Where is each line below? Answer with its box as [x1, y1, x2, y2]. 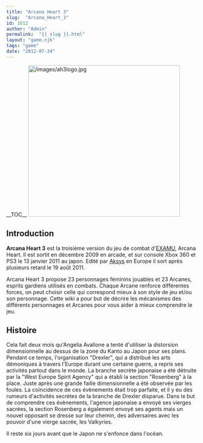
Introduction [6, 228, 55, 239]
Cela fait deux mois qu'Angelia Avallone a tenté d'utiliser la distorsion [6, 341, 179, 349]
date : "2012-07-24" [6, 48, 56, 54]
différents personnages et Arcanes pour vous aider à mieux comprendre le [6, 301, 193, 309]
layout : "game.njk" [6, 37, 56, 43]
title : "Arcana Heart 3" [6, 8, 69, 15]
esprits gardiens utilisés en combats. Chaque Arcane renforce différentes [6, 282, 190, 289]
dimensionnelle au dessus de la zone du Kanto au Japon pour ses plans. [6, 347, 187, 355]
